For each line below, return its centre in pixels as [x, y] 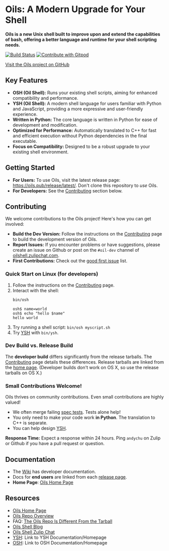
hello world [25, 318]
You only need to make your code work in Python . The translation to [84, 418]
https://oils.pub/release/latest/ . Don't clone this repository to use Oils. [85, 185]
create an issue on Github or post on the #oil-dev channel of [76, 250]
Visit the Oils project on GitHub [37, 64]
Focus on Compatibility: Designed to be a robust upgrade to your [81, 146]
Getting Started [30, 168]
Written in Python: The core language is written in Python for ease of [85, 120]
